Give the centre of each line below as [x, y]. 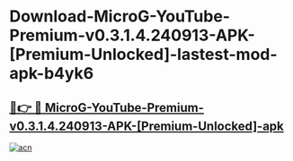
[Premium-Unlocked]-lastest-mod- [143, 55]
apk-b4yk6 [52, 74]
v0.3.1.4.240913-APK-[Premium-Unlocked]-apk [147, 126]
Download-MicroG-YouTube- [120, 17]
